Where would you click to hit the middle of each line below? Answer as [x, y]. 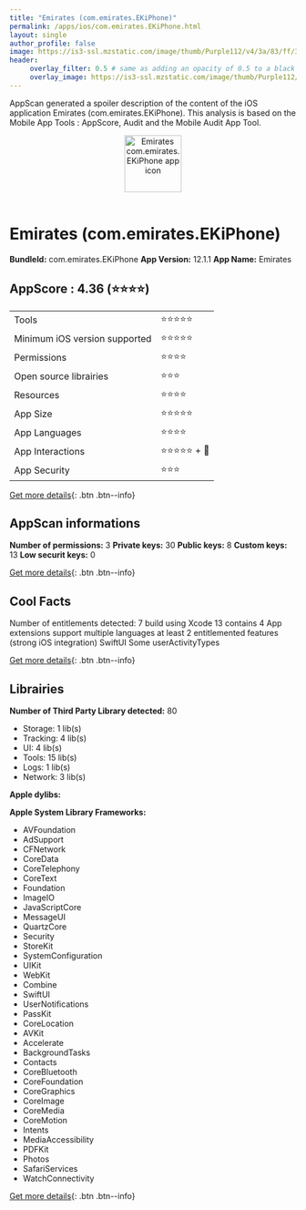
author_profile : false [52, 43]
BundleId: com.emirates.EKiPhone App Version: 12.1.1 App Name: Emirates [151, 259]
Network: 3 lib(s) [54, 776]
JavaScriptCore [52, 907]
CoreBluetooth [50, 1072]
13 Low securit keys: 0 [52, 555]
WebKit [36, 975]
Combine [40, 984]
